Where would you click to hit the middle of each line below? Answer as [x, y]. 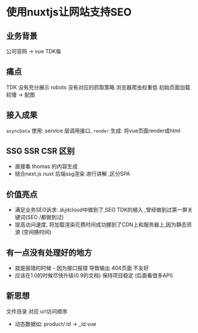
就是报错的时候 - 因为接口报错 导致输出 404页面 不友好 [82, 268]
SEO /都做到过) [45, 217]
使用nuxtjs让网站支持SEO [69, 12]
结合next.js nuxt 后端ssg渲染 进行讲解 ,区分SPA [72, 174]
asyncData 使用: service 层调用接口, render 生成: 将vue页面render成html [93, 131]
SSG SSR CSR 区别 [41, 151]
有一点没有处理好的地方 [49, 253]
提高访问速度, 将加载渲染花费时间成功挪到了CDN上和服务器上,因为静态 [100, 225]
